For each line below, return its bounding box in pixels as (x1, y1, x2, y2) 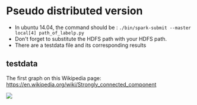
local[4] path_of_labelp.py (14, 30, 84, 36)
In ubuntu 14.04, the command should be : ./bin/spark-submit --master (14, 24, 191, 31)
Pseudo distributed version (6, 4, 143, 18)
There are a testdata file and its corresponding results (14, 42, 147, 49)
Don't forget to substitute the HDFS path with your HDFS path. (14, 35, 167, 42)
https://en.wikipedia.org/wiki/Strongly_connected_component (6, 81, 157, 88)
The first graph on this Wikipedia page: (6, 74, 101, 81)
